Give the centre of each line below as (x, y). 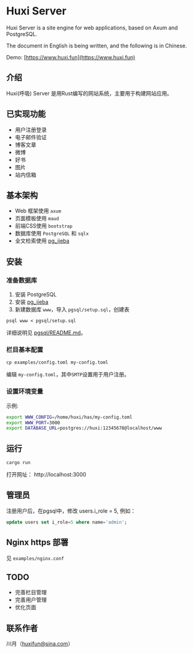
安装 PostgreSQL (36, 295)
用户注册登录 (31, 130)
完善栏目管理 (31, 592)
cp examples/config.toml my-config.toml (58, 363)
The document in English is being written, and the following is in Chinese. (97, 46)
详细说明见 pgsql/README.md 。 (46, 333)
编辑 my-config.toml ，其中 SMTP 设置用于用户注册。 (68, 375)
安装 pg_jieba (32, 302)
